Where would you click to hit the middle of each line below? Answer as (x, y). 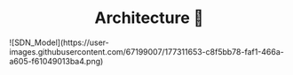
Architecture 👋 (149, 18)
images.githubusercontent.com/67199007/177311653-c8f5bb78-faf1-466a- (146, 51)
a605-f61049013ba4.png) (56, 61)
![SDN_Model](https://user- (59, 42)
